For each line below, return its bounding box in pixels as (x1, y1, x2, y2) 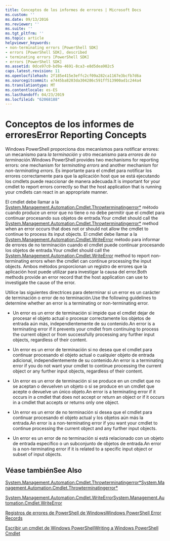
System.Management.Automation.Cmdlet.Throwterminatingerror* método (5, 204, 158, 211)
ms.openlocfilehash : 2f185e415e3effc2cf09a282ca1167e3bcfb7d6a (5, 73, 142, 78)
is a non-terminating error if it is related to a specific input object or (12, 446, 153, 452)
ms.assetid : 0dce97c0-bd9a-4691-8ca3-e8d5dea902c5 (5, 64, 114, 69)
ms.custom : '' (5, 12, 35, 17)
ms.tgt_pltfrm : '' (5, 31, 44, 36)
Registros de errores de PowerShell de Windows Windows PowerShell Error (5, 510, 161, 516)
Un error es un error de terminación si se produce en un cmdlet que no (12, 378, 161, 384)
